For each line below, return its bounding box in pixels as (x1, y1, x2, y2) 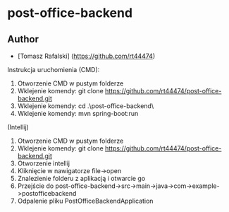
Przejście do (17, 182, 54, 190)
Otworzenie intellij (17, 159, 70, 167)
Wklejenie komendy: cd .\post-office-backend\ (17, 102, 154, 110)
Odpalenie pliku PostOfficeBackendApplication (17, 196, 154, 205)
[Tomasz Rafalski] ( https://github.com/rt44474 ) (17, 52, 156, 60)
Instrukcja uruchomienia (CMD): (7, 66, 100, 73)
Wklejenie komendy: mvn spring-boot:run (17, 110, 139, 117)
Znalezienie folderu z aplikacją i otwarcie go (17, 175, 146, 182)
